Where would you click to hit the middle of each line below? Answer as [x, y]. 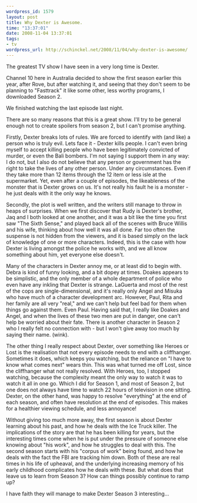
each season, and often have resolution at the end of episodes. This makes [97, 402]
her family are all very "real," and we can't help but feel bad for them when [96, 303]
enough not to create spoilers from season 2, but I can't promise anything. [96, 125]
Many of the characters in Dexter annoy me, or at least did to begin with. [94, 266]
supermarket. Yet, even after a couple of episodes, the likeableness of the [96, 180]
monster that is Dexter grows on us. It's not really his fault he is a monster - [97, 187]
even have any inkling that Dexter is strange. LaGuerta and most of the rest [97, 284]
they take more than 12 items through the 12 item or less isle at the [86, 175]
